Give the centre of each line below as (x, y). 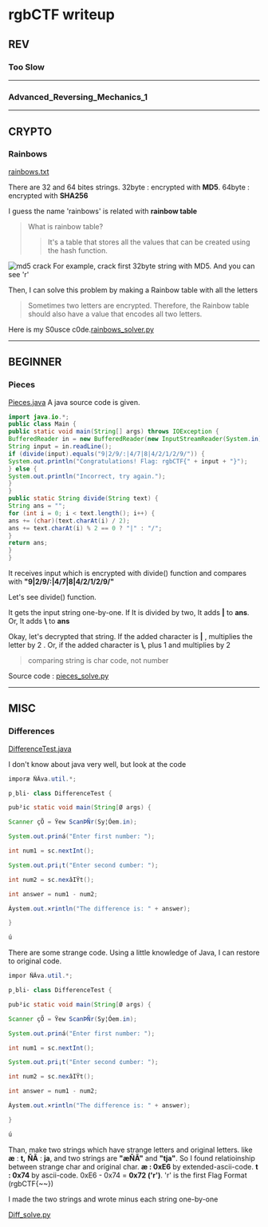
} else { (23, 469)
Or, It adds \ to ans (39, 621)
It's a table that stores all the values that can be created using (149, 242)
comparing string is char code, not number (98, 661)
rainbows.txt (29, 171)
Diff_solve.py (30, 1214)
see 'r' (19, 274)
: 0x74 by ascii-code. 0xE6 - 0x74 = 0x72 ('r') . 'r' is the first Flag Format (128, 1175)
